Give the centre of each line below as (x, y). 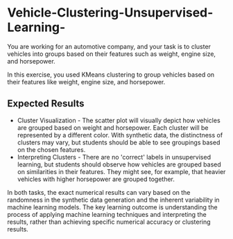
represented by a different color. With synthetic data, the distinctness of (120, 135)
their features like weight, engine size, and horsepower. (86, 82)
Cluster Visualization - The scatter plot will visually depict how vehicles (119, 120)
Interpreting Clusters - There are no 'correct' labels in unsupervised (114, 157)
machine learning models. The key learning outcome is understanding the (112, 207)
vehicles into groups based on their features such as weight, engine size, (112, 54)
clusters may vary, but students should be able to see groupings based (119, 142)
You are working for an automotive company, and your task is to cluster (109, 46)
